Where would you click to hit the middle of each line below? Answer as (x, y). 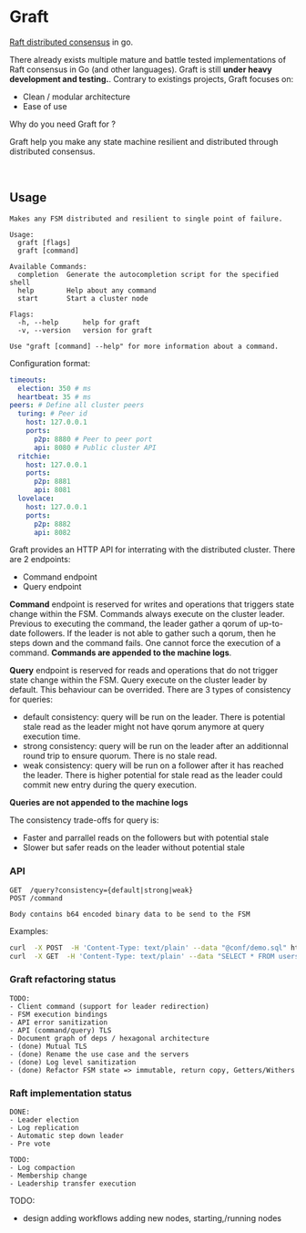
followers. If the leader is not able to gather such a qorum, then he (152, 633)
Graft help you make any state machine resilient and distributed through (144, 141)
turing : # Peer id (53, 414)
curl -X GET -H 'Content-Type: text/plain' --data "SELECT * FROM (142, 956)
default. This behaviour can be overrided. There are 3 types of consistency (150, 690)
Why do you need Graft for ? (63, 124)
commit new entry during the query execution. (110, 785)
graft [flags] (44, 242)
